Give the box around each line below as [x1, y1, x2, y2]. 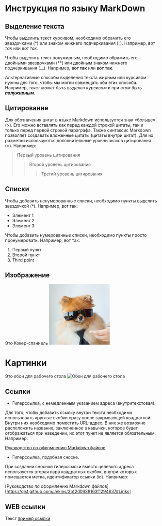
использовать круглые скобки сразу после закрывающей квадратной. [5, 415, 152, 421]
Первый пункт [12, 247, 42, 252]
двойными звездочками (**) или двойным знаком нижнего [5, 60, 128, 66]
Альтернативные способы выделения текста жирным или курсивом [5, 75, 147, 80]
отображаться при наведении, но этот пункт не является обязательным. [5, 430, 156, 436]
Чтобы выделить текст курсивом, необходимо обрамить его [5, 35, 131, 41]
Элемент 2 [12, 217, 35, 223]
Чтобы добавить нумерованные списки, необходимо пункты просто [5, 232, 147, 238]
